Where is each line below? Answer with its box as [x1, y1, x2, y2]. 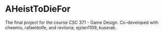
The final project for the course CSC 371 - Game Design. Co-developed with [5, 19, 159, 25]
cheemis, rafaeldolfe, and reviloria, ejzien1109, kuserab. [5, 24, 116, 30]
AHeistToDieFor [5, 3, 71, 15]
